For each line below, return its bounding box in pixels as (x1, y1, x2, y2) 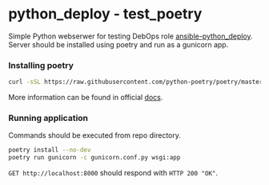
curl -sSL (8, 78, 42, 86)
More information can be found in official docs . (8, 93, 163, 103)
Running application (8, 113, 89, 124)
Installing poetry (8, 59, 74, 70)
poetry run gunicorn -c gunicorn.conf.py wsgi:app (8, 154, 181, 162)
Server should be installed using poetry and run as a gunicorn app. (8, 39, 229, 49)
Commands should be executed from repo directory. (8, 131, 182, 140)
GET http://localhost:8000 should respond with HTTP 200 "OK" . (8, 168, 219, 178)
